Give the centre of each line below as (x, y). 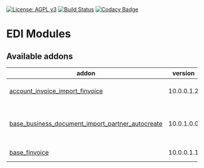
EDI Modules (39, 34)
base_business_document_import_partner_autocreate (86, 123)
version (183, 73)
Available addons (40, 56)
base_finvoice (29, 153)
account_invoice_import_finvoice (56, 91)
